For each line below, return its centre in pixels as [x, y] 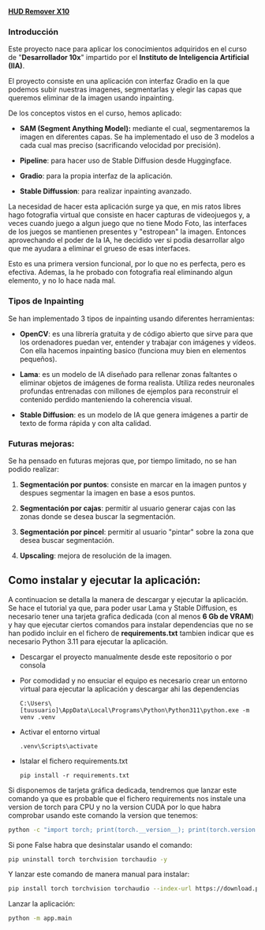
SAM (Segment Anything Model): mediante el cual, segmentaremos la [135, 129]
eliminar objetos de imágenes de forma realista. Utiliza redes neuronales [137, 382]
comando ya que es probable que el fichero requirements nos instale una [127, 798]
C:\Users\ [36, 703]
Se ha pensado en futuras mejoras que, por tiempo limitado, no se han [122, 461]
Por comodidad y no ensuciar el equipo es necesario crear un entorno [133, 680]
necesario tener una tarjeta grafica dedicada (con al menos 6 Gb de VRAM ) [131, 616]
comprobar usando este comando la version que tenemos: [103, 815]
